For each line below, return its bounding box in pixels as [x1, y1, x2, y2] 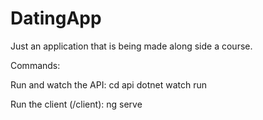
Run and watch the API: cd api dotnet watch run [10, 78, 207, 91]
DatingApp [10, 7, 102, 30]
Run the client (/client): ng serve [10, 98, 143, 110]
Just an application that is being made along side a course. [10, 40, 253, 52]
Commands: [10, 59, 61, 71]
